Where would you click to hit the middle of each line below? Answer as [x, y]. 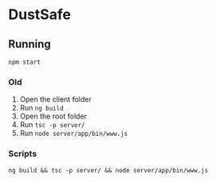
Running [30, 44]
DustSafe [40, 15]
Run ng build [41, 108]
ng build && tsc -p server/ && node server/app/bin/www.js [108, 170]
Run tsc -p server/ [52, 125]
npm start [25, 62]
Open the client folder [55, 99]
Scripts [23, 154]
